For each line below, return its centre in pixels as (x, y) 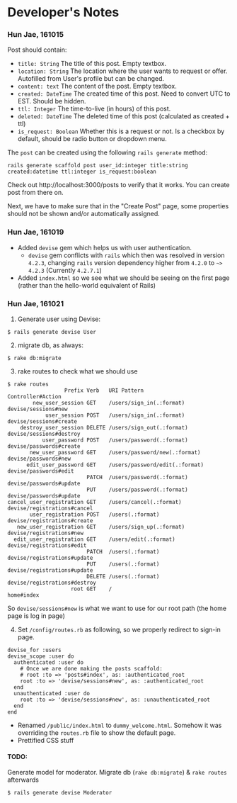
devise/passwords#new (39, 459)
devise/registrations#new (45, 533)
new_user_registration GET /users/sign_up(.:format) (101, 527)
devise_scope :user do (41, 656)
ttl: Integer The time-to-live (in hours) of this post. (94, 109)
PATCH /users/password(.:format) (137, 478)
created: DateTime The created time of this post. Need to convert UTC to (124, 94)
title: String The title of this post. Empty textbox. (92, 64)
